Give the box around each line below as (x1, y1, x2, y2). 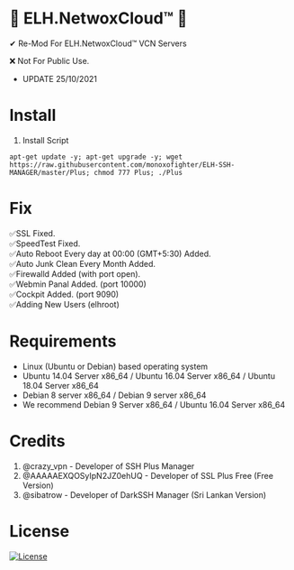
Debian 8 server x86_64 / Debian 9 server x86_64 (22, 390, 207, 400)
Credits (9, 430, 66, 451)
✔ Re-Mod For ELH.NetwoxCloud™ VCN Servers (9, 38, 187, 49)
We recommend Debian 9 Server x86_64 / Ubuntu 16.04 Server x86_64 (22, 399, 286, 409)
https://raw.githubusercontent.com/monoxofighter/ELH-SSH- (9, 160, 236, 170)
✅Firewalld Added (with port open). (9, 268, 141, 279)
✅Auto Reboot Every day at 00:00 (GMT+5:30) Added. (9, 248, 211, 259)
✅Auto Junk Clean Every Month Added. (9, 258, 156, 269)
